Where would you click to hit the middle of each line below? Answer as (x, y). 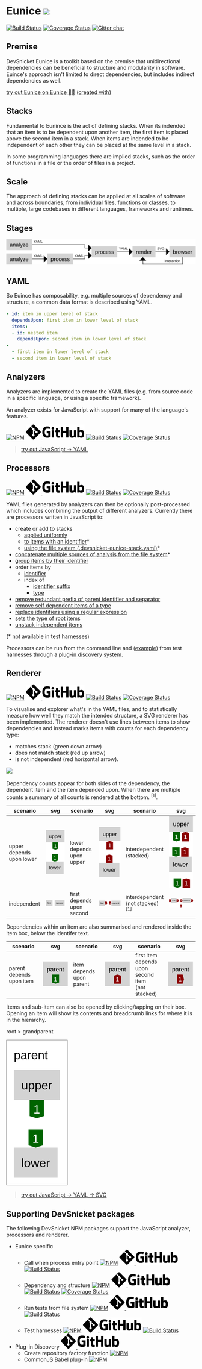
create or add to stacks (44, 528)
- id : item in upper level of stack (52, 314)
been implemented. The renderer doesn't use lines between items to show (98, 722)
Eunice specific (34, 1246)
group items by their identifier (52, 560)
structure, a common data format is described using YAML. (79, 302)
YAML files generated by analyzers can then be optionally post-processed (98, 504)
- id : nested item (35, 333)
